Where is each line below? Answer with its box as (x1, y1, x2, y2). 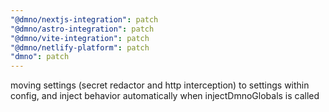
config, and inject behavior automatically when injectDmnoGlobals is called (10, 90, 320, 102)
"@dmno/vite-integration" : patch (10, 33, 150, 43)
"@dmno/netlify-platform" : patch (10, 42, 150, 53)
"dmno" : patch (10, 52, 70, 62)
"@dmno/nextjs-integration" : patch (10, 14, 159, 25)
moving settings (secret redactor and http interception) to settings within (10, 79, 310, 91)
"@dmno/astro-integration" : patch (10, 24, 155, 34)
